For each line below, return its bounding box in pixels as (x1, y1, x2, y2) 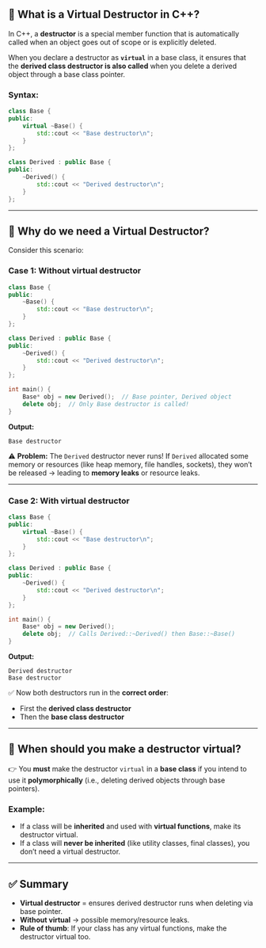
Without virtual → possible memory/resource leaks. (19, 915, 190, 924)
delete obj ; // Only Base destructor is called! (22, 400, 190, 408)
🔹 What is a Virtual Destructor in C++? (8, 8, 200, 21)
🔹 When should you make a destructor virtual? (8, 742, 241, 756)
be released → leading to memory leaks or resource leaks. (8, 468, 200, 478)
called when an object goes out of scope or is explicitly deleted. (8, 37, 217, 47)
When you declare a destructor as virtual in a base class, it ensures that (8, 52, 247, 62)
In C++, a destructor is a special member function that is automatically (8, 29, 240, 38)
